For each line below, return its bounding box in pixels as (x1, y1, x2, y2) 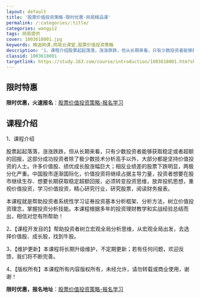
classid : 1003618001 (6, 53, 58, 59)
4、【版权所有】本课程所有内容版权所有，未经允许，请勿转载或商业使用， (6, 266, 185, 273)
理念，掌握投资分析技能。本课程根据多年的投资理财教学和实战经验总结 (11, 205, 183, 212)
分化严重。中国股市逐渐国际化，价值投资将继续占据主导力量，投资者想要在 (6, 170, 189, 178)
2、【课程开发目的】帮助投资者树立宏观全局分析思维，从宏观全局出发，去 (6, 225, 185, 232)
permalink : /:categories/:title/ (6, 20, 89, 26)
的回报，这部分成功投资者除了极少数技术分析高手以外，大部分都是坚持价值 (6, 156, 189, 163)
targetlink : (6, 58, 36, 64)
